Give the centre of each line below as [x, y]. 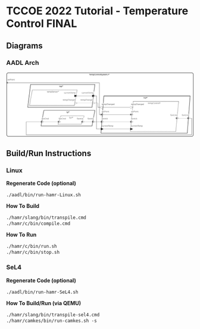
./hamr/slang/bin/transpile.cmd [46, 218]
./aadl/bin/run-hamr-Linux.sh [44, 195]
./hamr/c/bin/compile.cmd [38, 224]
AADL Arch [23, 63]
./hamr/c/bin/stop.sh [33, 252]
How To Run [21, 235]
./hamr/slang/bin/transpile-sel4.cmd [53, 315]
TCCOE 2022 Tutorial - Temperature [97, 11]
